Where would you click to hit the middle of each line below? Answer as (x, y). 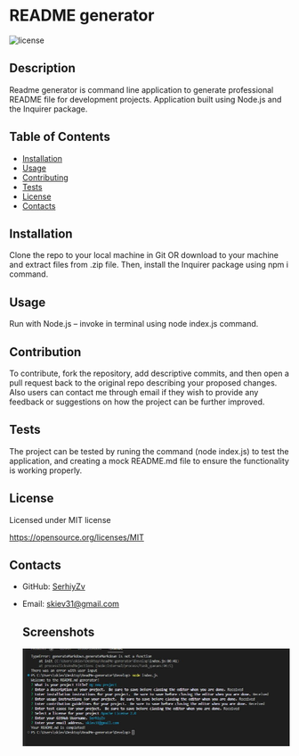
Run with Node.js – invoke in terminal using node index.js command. (134, 324)
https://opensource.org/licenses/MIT (77, 537)
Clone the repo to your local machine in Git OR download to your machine (144, 255)
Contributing (45, 177)
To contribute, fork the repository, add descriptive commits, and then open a (149, 373)
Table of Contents (60, 137)
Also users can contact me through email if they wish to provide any (134, 392)
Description (42, 68)
